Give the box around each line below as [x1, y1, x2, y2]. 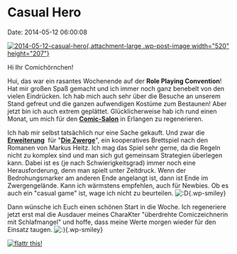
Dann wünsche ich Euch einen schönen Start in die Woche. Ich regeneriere [7, 202, 227, 211]
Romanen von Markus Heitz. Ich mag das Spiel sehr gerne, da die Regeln [7, 143, 221, 152]
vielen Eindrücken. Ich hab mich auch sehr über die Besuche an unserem [7, 92, 221, 100]
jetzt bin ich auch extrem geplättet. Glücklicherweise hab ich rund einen [7, 107, 218, 115]
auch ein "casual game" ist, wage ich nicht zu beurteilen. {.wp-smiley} [7, 189, 226, 197]
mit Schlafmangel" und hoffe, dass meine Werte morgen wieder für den [7, 218, 216, 226]
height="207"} [7, 49, 50, 58]
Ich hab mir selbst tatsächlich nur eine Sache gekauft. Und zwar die [7, 128, 205, 137]
